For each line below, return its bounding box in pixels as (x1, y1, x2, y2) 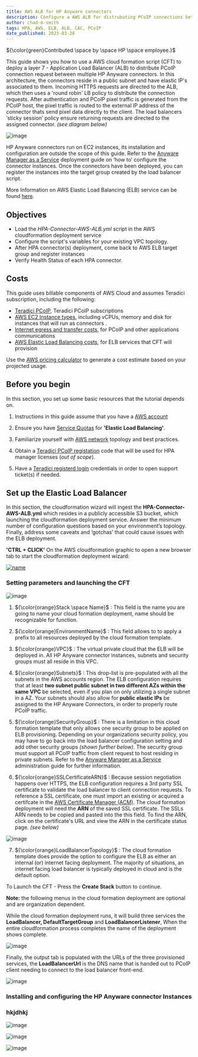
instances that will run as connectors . (14, 320, 107, 327)
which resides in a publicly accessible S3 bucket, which (43, 510, 179, 517)
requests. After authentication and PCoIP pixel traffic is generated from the (6, 96, 188, 103)
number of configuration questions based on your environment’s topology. (6, 522, 187, 529)
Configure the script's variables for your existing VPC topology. (14, 238, 169, 245)
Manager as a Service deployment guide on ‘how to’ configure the (6, 156, 167, 163)
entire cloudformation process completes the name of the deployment (6, 924, 177, 931)
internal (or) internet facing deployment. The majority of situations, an (14, 859, 184, 866)
